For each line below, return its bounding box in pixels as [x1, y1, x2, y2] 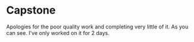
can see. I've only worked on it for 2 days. [6, 29, 110, 36]
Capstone [6, 4, 56, 17]
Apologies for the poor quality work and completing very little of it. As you [6, 23, 189, 30]
